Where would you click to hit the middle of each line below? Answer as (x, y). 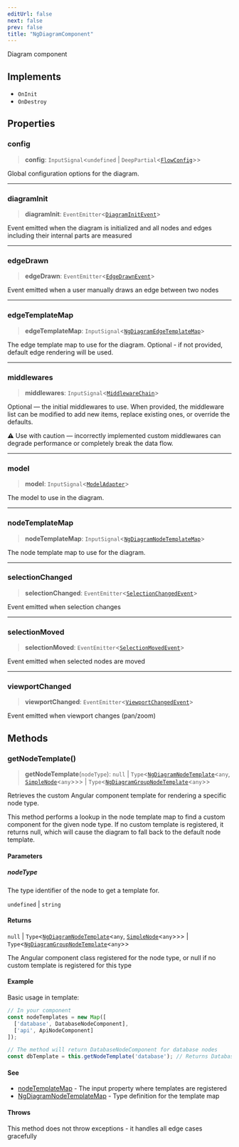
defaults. (20, 422)
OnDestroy (32, 102)
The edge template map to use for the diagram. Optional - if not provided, (115, 345)
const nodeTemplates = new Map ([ (57, 1017)
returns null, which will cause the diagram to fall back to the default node (114, 832)
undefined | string (34, 904)
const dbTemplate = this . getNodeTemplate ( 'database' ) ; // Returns (108, 1056)
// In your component (39, 1011)
